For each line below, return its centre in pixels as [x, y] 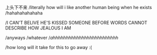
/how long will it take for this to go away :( [49, 47]
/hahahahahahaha [24, 13]
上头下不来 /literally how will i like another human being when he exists [79, 7]
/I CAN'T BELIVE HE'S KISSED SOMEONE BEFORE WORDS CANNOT [76, 22]
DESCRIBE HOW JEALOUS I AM [38, 28]
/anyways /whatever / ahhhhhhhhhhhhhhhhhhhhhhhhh [62, 37]
